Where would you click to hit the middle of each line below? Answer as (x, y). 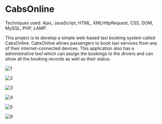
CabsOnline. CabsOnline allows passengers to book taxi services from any (81, 43)
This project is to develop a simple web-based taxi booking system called (80, 38)
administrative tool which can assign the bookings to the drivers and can (79, 54)
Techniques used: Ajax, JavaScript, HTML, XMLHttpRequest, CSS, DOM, (79, 23)
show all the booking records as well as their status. (58, 59)
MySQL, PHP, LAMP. (26, 28)
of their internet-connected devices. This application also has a (70, 48)
